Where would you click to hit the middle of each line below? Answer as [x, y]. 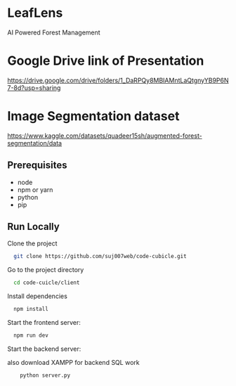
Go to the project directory [46, 270]
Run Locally [33, 227]
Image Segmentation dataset [93, 116]
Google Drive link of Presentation [106, 61]
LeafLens [35, 13]
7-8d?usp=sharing [34, 88]
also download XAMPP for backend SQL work [73, 362]
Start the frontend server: [44, 323]
